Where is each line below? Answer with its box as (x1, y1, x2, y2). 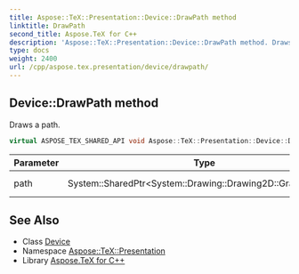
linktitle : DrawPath (9, 21, 86, 30)
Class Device (21, 237, 71, 247)
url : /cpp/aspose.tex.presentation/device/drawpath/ (9, 63, 209, 72)
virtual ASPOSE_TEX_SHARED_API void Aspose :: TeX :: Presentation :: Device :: (9, 136, 289, 145)
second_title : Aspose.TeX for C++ (9, 29, 138, 38)
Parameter (13, 157, 60, 169)
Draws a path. (9, 119, 61, 130)
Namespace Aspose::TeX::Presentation (21, 246, 166, 256)
